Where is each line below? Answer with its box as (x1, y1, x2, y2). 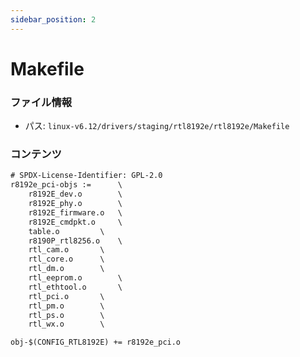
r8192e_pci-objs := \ (10, 180, 123, 190)
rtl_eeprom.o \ (28, 273, 123, 283)
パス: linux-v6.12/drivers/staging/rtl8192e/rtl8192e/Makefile (24, 120, 290, 132)
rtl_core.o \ (28, 254, 105, 265)
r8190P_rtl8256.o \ (28, 236, 123, 246)
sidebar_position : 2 (10, 14, 97, 25)
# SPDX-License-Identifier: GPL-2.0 (10, 171, 163, 181)
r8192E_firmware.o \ (28, 207, 123, 218)
